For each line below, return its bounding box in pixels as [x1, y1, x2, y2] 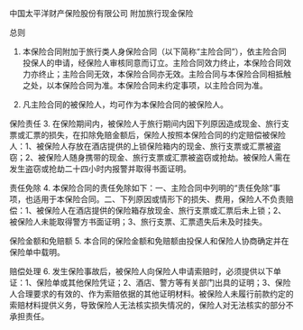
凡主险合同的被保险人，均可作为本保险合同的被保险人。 [22, 99, 228, 110]
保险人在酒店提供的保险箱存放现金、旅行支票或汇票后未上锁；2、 [43, 206, 287, 215]
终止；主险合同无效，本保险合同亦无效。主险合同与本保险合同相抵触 [38, 69, 291, 79]
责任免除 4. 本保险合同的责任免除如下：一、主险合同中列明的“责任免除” [9, 183, 273, 193]
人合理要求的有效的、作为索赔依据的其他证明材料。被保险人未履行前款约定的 [9, 289, 294, 299]
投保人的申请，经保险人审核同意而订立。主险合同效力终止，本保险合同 [22, 58, 284, 68]
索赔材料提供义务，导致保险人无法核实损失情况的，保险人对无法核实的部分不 [9, 300, 294, 310]
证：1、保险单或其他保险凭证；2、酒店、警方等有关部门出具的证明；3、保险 [9, 278, 291, 288]
